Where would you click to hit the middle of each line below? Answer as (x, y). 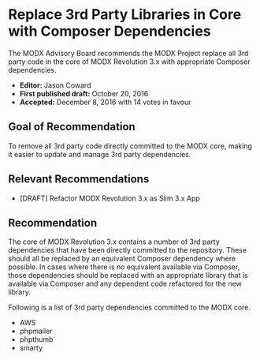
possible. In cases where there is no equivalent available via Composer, (124, 267)
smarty (31, 348)
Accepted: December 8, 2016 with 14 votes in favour (105, 102)
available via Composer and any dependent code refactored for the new (125, 284)
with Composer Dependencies (110, 31)
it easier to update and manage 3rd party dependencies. (100, 154)
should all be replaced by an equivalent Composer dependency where (122, 259)
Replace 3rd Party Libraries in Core (125, 15)
